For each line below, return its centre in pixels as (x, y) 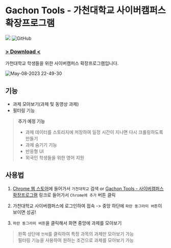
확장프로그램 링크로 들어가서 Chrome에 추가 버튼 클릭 (64, 195)
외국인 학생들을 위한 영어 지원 (55, 158)
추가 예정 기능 (31, 121)
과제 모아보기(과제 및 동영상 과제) (46, 104)
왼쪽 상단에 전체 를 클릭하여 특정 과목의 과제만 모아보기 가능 (76, 234)
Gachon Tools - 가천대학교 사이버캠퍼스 (86, 10)
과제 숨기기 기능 (41, 145)
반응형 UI (35, 152)
